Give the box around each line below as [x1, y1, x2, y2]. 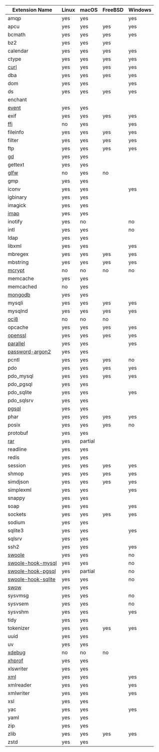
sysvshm [7, 608, 29, 615]
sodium [7, 519, 25, 526]
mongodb [7, 291, 31, 298]
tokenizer [7, 625, 30, 631]
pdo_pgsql [7, 381, 32, 387]
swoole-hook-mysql [7, 560, 57, 566]
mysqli [7, 300, 23, 306]
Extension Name [12, 7, 52, 13]
